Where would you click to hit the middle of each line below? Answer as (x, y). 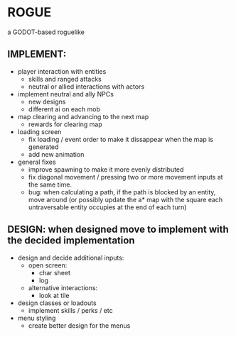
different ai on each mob (64, 109)
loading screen (39, 131)
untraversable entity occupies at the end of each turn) (107, 207)
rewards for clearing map (65, 124)
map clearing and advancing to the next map (83, 116)
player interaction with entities (62, 71)
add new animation (56, 154)
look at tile (54, 295)
